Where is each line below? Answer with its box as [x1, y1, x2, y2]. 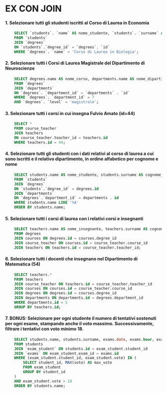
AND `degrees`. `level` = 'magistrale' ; [14, 100, 99, 105]
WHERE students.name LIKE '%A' [14, 200, 79, 205]
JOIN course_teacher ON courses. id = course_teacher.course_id [14, 240, 148, 246]
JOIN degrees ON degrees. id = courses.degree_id [14, 291, 117, 296]
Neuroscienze [5, 65, 35, 71]
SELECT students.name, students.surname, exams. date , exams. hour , [14, 337, 155, 342]
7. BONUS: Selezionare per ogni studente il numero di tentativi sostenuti [5, 315, 157, 321]
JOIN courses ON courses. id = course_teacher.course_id [14, 286, 133, 291]
